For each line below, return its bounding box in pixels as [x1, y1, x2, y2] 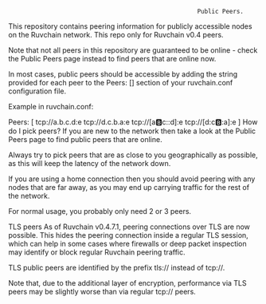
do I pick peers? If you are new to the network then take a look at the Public [8, 126, 256, 136]
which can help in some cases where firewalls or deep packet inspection [8, 239, 247, 248]
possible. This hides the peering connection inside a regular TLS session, [8, 231, 248, 239]
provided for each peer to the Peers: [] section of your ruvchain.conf [8, 78, 233, 87]
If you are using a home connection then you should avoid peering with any [8, 174, 256, 184]
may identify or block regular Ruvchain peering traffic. [8, 247, 186, 257]
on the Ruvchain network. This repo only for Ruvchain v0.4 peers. [8, 30, 225, 39]
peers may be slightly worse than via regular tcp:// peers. [8, 287, 197, 296]
